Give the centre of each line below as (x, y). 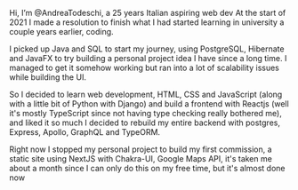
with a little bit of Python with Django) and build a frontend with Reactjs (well (149, 104)
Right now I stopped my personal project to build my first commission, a (141, 149)
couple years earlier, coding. (61, 32)
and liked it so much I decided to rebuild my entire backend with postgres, (145, 123)
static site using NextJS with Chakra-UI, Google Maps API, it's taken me (141, 158)
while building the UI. (48, 77)
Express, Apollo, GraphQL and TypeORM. (85, 132)
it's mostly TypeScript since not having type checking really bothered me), (145, 113)
